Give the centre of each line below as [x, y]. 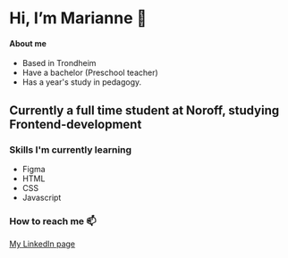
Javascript [42, 198]
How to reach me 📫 [53, 221]
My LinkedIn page [42, 244]
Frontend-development [76, 124]
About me [28, 43]
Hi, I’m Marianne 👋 [78, 18]
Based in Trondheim [59, 63]
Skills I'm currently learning [71, 149]
